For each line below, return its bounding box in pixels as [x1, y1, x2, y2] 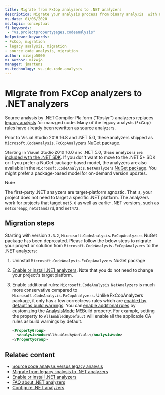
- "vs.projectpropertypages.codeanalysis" [7, 30, 96, 35]
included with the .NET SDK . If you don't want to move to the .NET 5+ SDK [5, 154, 156, 160]
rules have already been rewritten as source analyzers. [5, 125, 116, 131]
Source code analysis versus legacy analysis [12, 364, 103, 369]
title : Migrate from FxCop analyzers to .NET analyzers [5, 7, 122, 12]
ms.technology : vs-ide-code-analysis [5, 67, 82, 72]
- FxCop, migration [5, 39, 45, 44]
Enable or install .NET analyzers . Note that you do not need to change [12, 267, 153, 273]
